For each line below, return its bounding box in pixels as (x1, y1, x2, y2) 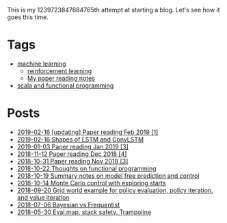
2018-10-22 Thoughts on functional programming (16, 164, 157, 172)
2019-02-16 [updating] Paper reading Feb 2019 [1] (16, 128, 159, 136)
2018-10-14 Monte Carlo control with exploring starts (16, 179, 166, 187)
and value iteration (16, 193, 70, 201)
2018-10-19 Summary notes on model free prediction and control (16, 171, 200, 180)
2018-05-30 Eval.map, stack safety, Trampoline (16, 208, 152, 216)
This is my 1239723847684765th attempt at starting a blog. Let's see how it (7, 6, 220, 14)
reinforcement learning (27, 66, 92, 75)
